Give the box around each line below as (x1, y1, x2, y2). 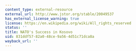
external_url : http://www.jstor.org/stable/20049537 (5, 12, 114, 17)
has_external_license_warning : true (5, 16, 79, 21)
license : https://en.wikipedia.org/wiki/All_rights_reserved (5, 20, 132, 26)
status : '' (5, 25, 27, 30)
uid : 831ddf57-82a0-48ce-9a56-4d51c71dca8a (5, 34, 95, 39)
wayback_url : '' (5, 39, 38, 44)
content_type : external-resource (5, 7, 73, 12)
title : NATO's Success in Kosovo (5, 30, 73, 34)
